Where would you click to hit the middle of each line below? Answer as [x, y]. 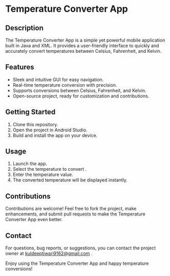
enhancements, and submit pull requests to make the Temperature [76, 214]
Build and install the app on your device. [55, 135]
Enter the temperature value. [43, 174]
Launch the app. [30, 164]
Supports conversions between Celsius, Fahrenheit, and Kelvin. [80, 90]
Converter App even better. [34, 220]
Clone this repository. [35, 124]
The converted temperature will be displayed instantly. [70, 180]
